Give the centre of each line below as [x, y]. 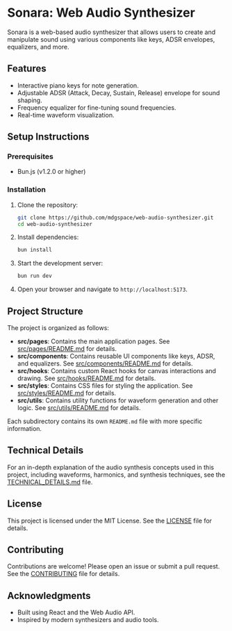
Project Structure [45, 311]
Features [27, 68]
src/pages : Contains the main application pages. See [93, 341]
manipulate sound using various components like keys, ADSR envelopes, [111, 39]
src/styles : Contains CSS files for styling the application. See [105, 386]
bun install [34, 250]
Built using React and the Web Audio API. [76, 612]
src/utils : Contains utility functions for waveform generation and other [118, 400]
